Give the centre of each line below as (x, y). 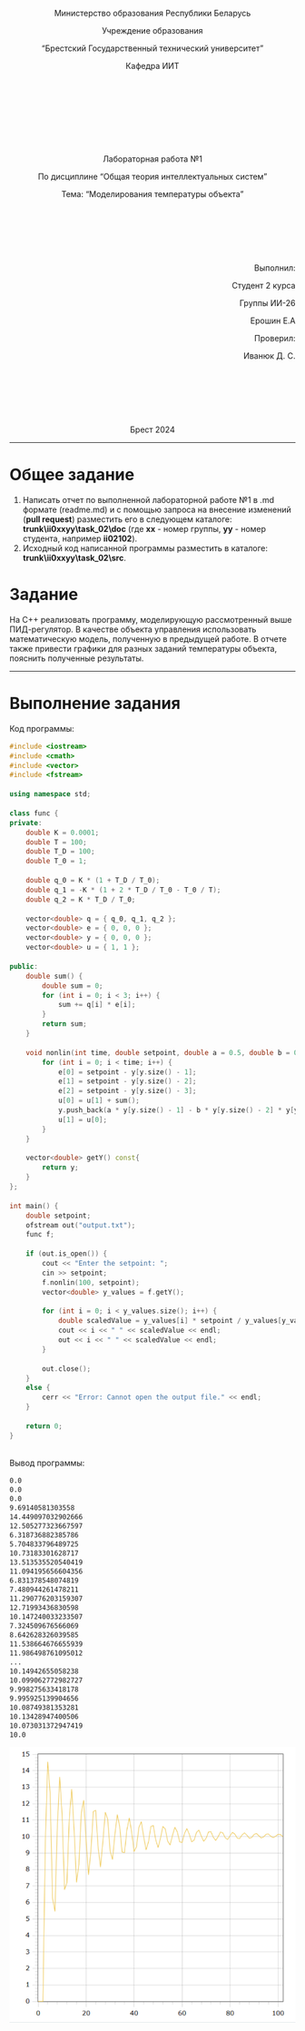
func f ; (40, 1235)
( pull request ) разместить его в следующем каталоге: (128, 519)
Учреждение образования (152, 30)
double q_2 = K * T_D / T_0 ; (81, 899)
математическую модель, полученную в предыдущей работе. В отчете (148, 638)
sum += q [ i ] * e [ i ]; (97, 1005)
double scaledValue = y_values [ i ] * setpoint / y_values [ (170, 1321)
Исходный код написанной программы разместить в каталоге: (145, 547)
